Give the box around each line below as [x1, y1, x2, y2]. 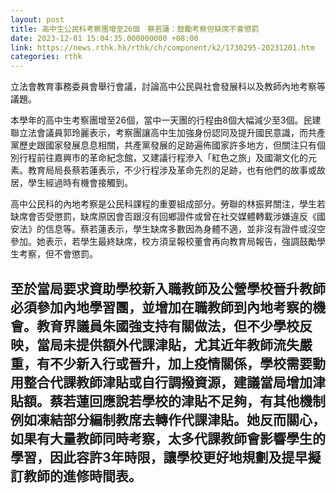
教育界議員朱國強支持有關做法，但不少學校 [36, 317, 300, 335]
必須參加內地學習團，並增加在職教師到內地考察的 [10, 299, 313, 316]
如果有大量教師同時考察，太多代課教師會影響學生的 [10, 430, 326, 447]
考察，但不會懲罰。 [18, 248, 98, 260]
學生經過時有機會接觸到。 [27, 177, 133, 189]
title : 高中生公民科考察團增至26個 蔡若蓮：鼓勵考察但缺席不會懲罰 [10, 24, 260, 34]
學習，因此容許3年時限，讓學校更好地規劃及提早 [10, 449, 308, 466]
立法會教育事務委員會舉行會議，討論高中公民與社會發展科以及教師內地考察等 [10, 81, 326, 93]
